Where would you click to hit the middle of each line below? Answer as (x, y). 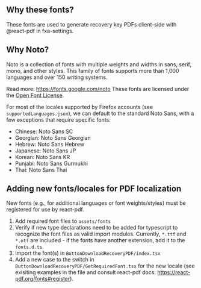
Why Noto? (28, 50)
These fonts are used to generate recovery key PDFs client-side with (91, 24)
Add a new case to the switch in (54, 260)
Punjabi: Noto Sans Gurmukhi (51, 163)
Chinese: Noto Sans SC (44, 131)
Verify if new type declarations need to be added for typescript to (96, 228)
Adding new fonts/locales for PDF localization (94, 189)
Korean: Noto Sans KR (42, 157)
